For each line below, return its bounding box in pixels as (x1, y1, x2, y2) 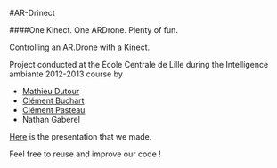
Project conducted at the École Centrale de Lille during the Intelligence (9, 60, 269, 69)
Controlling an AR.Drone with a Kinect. (9, 42, 151, 52)
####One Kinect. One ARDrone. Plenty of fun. (9, 25, 178, 35)
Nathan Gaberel (21, 115, 80, 124)
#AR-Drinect (9, 8, 55, 18)
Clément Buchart (21, 95, 85, 106)
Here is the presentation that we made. (9, 132, 152, 141)
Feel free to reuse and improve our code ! (9, 148, 162, 159)
